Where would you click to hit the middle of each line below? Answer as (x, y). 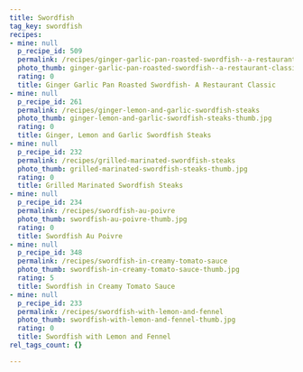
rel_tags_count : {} (46, 345)
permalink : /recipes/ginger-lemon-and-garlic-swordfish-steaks (138, 110)
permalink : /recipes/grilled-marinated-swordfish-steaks (127, 160)
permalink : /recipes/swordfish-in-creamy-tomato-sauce (123, 261)
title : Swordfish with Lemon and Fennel (94, 337)
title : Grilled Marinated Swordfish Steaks (100, 186)
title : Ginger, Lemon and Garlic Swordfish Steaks (115, 135)
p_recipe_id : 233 (50, 303)
